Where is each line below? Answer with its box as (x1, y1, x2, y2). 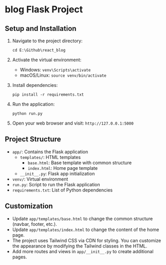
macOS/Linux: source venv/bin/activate (20, 72, 106, 78)
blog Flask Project (5, 4, 83, 15)
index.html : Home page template (27, 165, 98, 171)
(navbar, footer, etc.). (12, 221, 58, 227)
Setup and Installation (5, 24, 77, 33)
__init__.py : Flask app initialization (20, 170, 95, 176)
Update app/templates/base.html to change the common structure (12, 215, 153, 222)
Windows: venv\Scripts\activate (20, 67, 91, 73)
